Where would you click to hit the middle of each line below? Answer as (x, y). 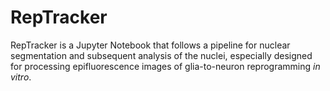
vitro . (21, 77)
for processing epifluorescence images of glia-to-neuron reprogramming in (165, 66)
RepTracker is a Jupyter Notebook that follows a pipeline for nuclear (150, 45)
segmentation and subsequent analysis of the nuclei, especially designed (161, 55)
